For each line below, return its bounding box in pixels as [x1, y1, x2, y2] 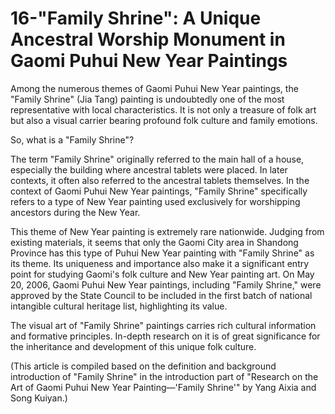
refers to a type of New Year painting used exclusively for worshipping [10, 195, 301, 207]
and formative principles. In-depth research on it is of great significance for [10, 330, 321, 342]
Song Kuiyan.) [10, 392, 68, 404]
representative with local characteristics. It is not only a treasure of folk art [10, 103, 317, 116]
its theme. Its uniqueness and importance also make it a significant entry [10, 257, 310, 269]
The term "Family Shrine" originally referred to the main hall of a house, [10, 153, 305, 165]
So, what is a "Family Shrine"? [10, 133, 135, 146]
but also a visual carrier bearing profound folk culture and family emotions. [10, 114, 318, 126]
